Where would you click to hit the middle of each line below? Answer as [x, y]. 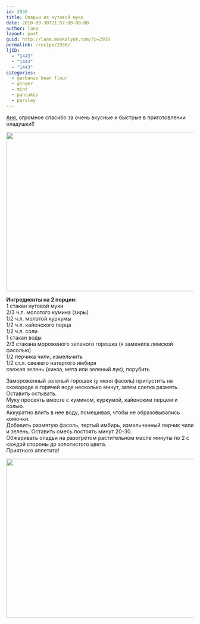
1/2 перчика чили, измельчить [45, 356]
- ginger [22, 84]
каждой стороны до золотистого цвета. [57, 444]
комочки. [18, 418]
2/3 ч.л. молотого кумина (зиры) [48, 312]
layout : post [22, 34]
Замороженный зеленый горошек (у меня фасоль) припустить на [90, 381]
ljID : [13, 51]
